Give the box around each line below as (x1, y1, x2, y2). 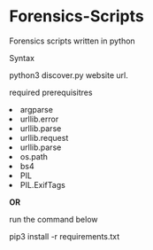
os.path (20, 151, 49, 161)
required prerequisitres (9, 87, 93, 98)
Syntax (9, 52, 35, 63)
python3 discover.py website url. (9, 69, 128, 81)
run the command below (9, 214, 99, 224)
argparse (20, 104, 53, 114)
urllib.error (20, 113, 59, 124)
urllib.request (20, 132, 69, 143)
